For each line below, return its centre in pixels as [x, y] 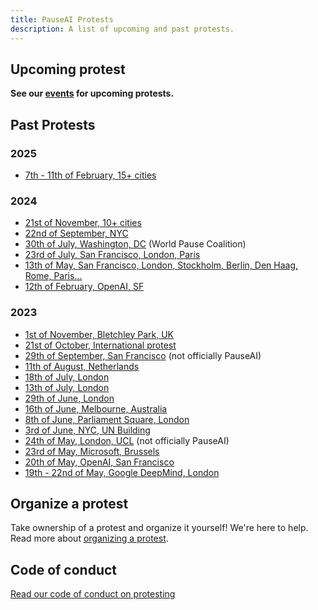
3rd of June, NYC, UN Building [87, 430]
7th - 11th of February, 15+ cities [90, 175]
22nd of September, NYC [76, 233]
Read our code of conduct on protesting [93, 594]
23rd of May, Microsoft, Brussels [92, 451]
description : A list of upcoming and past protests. [122, 29]
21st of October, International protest [100, 345]
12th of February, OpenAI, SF [84, 287]
